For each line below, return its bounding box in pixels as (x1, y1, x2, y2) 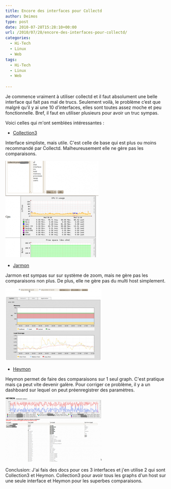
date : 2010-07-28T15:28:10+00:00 (5, 25, 77, 30)
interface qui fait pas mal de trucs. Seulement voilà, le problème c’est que (5, 99, 161, 105)
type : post (5, 19, 29, 24)
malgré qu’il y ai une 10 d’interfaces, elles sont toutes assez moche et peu (5, 104, 162, 110)
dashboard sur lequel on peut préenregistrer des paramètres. (5, 387, 135, 393)
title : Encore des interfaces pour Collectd (5, 8, 102, 13)
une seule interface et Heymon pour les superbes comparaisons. (5, 478, 143, 484)
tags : (5, 57, 17, 62)
